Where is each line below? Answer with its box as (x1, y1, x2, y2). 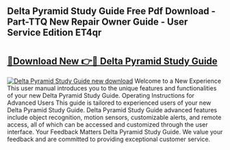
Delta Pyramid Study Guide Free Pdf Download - (7, 5, 216, 17)
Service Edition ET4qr (7, 27, 102, 38)
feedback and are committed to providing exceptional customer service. (7, 135, 211, 143)
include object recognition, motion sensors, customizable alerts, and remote (7, 113, 222, 121)
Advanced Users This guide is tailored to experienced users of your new (7, 99, 212, 107)
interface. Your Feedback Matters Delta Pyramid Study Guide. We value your (7, 128, 223, 136)
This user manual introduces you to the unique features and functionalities (7, 84, 217, 92)
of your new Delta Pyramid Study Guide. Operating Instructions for (7, 92, 195, 99)
